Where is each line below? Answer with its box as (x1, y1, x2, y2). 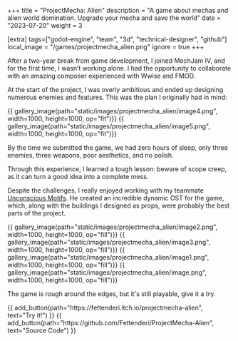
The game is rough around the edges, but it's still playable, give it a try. (7, 290, 216, 298)
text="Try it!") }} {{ (7, 311, 62, 320)
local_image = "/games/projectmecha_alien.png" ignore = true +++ (7, 43, 205, 51)
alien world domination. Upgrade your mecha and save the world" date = (7, 14, 221, 22)
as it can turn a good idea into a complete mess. (7, 173, 149, 180)
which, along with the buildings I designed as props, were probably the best (7, 201, 230, 210)
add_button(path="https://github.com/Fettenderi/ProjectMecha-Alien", (7, 319, 214, 327)
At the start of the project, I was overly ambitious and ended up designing (7, 86, 224, 93)
